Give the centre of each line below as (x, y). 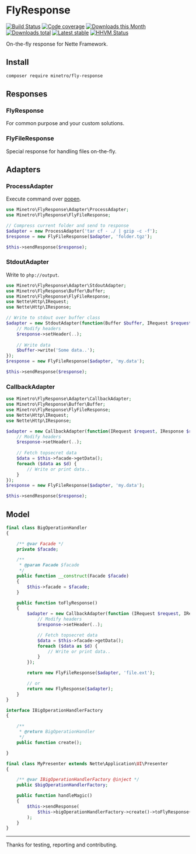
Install (17, 62)
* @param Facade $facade (49, 565)
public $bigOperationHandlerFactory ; (62, 785)
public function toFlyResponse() (57, 603)
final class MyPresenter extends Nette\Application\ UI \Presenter (87, 763)
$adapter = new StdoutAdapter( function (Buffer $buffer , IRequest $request (99, 323)
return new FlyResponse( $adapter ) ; (70, 689)
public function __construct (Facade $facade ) (73, 576)
